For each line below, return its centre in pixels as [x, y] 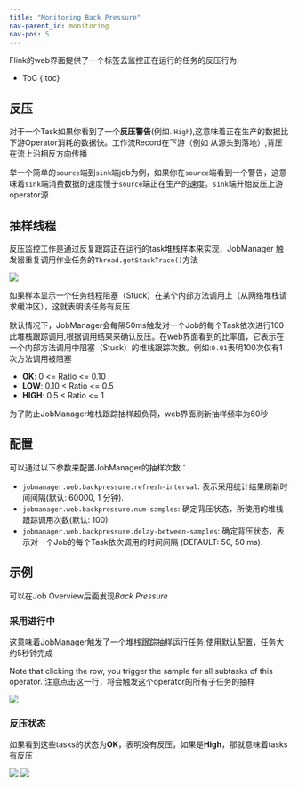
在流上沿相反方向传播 [48, 154]
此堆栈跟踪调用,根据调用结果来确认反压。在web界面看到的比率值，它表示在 [147, 336]
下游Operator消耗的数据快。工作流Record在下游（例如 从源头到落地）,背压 [146, 142]
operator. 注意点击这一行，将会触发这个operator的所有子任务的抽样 [132, 681]
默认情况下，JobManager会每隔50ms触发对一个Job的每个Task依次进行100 [147, 325]
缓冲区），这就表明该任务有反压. [75, 306]
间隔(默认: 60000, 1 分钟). [77, 497]
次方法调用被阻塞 [40, 358]
